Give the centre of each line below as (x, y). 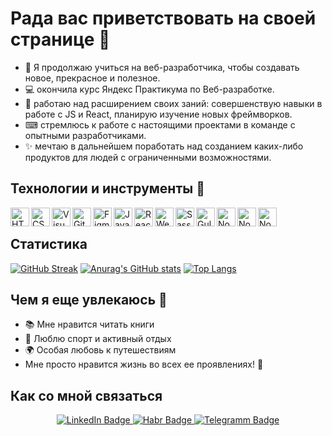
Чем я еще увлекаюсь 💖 (89, 299)
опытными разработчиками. (85, 135)
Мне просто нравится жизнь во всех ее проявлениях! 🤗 (144, 364)
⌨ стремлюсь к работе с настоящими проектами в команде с (160, 124)
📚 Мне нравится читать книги (89, 324)
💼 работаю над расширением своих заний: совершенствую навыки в (173, 103)
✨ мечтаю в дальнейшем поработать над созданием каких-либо (164, 146)
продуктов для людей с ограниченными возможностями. (148, 157)
